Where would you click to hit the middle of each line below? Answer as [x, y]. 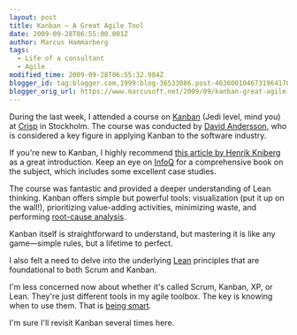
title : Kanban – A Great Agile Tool [76, 26]
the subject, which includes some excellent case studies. [113, 171]
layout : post [33, 17]
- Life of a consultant [61, 58]
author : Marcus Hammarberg [59, 42]
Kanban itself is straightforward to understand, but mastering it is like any [142, 233]
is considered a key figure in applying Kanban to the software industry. [138, 135]
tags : [19, 50]
